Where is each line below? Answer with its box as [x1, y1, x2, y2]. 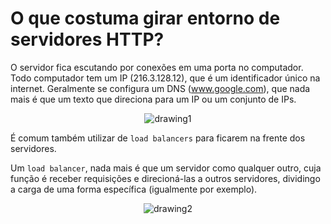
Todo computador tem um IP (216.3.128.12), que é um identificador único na [10, 72, 321, 84]
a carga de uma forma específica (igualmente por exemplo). [10, 183, 258, 195]
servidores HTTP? [10, 28, 165, 51]
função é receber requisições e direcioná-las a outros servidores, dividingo [10, 172, 321, 184]
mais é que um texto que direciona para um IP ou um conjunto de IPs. [10, 93, 297, 105]
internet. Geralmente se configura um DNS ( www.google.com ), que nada [10, 82, 311, 94]
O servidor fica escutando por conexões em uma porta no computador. [10, 61, 304, 73]
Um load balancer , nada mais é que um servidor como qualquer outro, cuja [10, 162, 322, 174]
